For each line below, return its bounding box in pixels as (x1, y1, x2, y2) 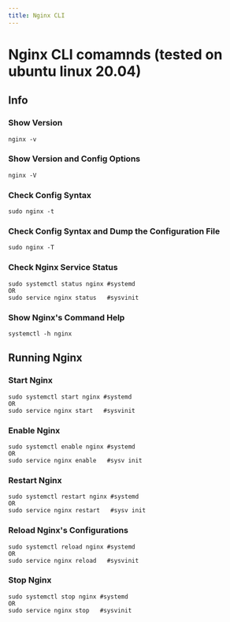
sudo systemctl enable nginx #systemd (8, 443, 135, 451)
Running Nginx (8, 351, 83, 365)
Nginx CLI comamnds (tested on (8, 45, 223, 63)
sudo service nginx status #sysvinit (8, 294, 139, 302)
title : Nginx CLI (8, 11, 65, 20)
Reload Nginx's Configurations (8, 525, 128, 536)
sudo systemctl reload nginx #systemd (8, 542, 135, 551)
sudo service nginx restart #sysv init (8, 507, 147, 515)
